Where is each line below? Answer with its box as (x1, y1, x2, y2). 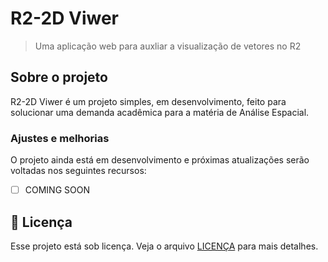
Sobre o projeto (10, 69, 108, 86)
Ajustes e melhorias (10, 131, 110, 145)
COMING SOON (24, 184, 90, 196)
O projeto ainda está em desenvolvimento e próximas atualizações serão (10, 154, 310, 166)
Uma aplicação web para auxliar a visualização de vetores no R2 (34, 40, 302, 52)
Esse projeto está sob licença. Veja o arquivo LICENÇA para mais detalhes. (10, 240, 319, 252)
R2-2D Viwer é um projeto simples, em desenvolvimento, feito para (10, 95, 287, 107)
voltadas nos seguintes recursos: (10, 165, 147, 177)
